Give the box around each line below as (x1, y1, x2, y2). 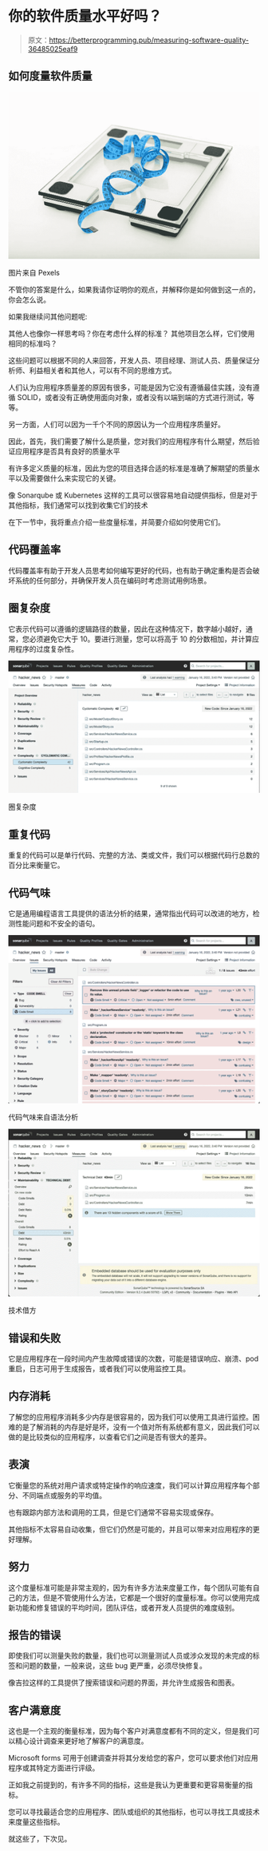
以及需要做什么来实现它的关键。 (14, 473, 120, 483)
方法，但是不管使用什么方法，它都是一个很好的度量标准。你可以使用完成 (22, 1592, 260, 1602)
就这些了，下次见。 (8, 1834, 72, 1844)
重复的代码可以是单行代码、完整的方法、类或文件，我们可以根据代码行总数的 (8, 850, 260, 860)
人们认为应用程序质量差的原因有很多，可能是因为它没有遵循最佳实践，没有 (8, 382, 253, 392)
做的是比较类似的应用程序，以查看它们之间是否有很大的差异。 (8, 1432, 211, 1441)
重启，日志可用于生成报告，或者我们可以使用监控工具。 (8, 1364, 190, 1373)
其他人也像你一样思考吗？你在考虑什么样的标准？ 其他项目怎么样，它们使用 (8, 328, 255, 338)
